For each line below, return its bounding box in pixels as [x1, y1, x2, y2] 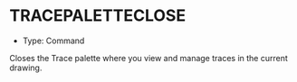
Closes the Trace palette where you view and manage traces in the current [9, 52, 288, 63]
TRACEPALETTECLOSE [9, 5, 187, 26]
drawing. [9, 62, 43, 73]
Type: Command [22, 35, 85, 46]
